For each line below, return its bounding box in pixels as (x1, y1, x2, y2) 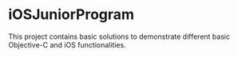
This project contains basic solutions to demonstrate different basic (8, 32, 230, 41)
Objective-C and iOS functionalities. (8, 40, 126, 49)
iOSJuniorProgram (8, 6, 134, 24)
